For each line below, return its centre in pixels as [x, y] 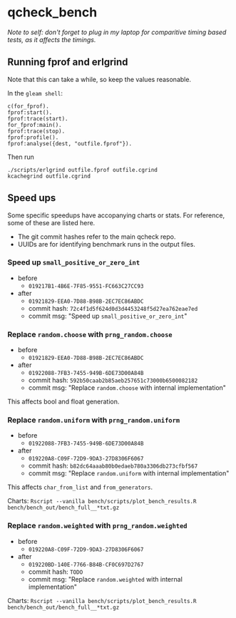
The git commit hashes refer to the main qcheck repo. [97, 237]
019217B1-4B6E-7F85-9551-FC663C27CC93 [86, 286]
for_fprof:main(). [35, 125]
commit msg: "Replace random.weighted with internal [106, 579]
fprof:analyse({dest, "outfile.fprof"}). [70, 143]
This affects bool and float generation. [63, 402]
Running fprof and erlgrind [68, 62]
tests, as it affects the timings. [52, 39]
